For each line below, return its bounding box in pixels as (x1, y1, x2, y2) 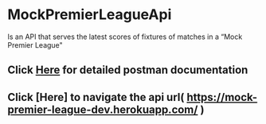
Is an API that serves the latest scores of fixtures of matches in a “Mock (7, 32, 243, 41)
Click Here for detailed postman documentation (7, 64, 248, 77)
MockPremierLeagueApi (7, 6, 172, 24)
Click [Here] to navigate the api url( (7, 90, 185, 104)
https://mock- (186, 90, 258, 104)
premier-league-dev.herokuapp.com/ (7, 103, 198, 116)
